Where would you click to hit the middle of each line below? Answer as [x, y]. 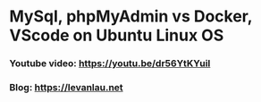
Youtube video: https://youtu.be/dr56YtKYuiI [110, 64]
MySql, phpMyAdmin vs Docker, [131, 17]
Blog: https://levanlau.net [66, 88]
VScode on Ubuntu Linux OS [117, 35]
